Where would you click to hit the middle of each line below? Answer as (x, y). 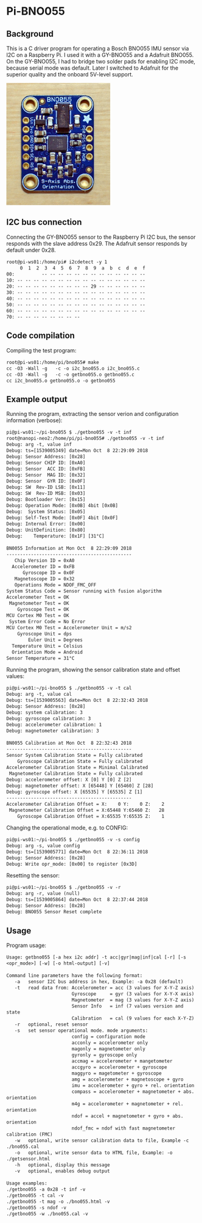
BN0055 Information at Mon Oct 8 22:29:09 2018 (69, 549)
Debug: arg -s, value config (43, 846)
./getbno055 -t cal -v (35, 1196)
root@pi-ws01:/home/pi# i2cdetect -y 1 (57, 262)
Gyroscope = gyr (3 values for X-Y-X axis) (133, 994)
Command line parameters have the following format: (75, 976)
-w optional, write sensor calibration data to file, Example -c (102, 1141)
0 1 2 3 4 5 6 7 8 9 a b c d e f (83, 268)
